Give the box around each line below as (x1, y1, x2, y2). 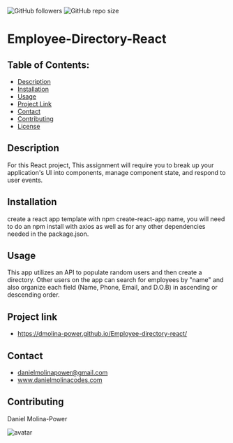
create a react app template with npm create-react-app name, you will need (7, 214, 225, 223)
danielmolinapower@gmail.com (17, 368, 108, 377)
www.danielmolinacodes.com (17, 376, 103, 384)
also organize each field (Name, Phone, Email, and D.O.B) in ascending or (7, 283, 218, 292)
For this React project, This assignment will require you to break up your (7, 161, 214, 169)
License (17, 122, 40, 130)
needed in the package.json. (7, 230, 89, 238)
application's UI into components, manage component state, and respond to (7, 168, 226, 176)
